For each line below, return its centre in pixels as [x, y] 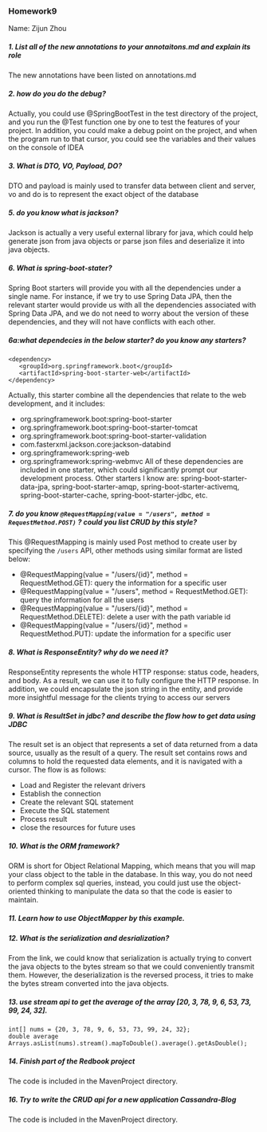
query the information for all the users [82, 600]
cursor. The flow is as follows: [57, 770]
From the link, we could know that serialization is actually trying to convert [130, 958]
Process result [43, 820]
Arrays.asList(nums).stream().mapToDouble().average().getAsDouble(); [128, 1044]
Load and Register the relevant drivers [82, 785]
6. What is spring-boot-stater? [60, 268]
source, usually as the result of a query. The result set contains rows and [128, 753]
